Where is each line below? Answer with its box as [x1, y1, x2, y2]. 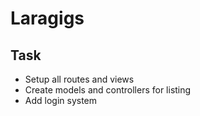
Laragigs [10, 7, 85, 30]
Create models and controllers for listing [24, 84, 192, 96]
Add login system [24, 95, 98, 106]
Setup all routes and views [24, 73, 135, 85]
